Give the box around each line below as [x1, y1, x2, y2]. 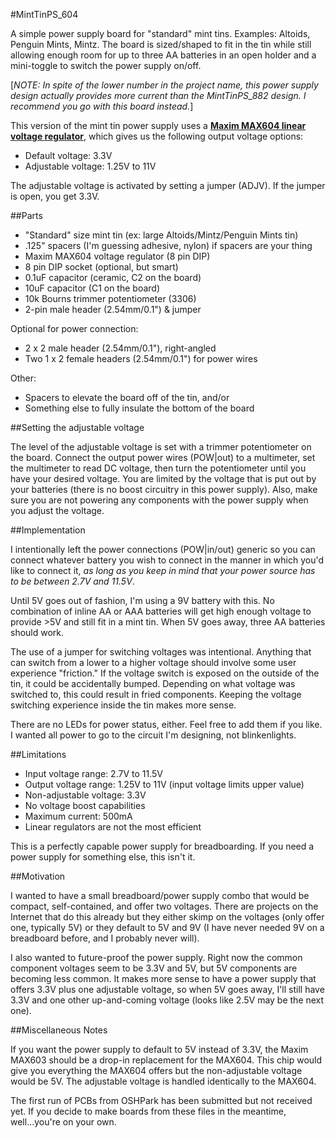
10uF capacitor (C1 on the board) [24, 282, 161, 294]
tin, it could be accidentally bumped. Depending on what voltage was [10, 678, 296, 689]
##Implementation [10, 524, 86, 536]
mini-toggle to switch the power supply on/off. [10, 60, 202, 71]
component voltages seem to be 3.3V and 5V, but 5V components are [10, 962, 298, 974]
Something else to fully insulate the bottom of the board [24, 402, 255, 414]
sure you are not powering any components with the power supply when [10, 494, 309, 506]
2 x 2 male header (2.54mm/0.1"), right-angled [24, 342, 217, 354]
